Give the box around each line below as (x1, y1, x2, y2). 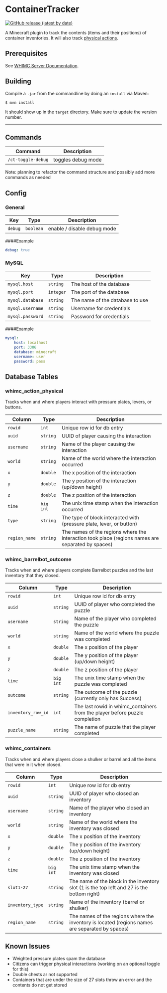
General (5, 203, 25, 210)
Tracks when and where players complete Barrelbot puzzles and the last (5, 567, 154, 573)
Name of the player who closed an (69, 804, 150, 811)
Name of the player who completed (74, 615, 157, 622)
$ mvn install (5, 100, 35, 105)
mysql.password (7, 314, 44, 320)
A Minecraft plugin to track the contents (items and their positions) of (5, 29, 147, 35)
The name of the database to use (71, 297, 148, 304)
